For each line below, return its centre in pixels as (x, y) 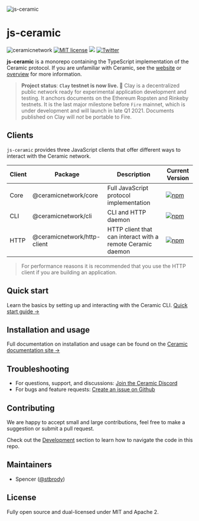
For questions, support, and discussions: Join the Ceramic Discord (96, 383)
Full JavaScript (128, 188)
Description (133, 174)
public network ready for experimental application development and (104, 92)
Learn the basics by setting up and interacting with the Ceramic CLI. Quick (97, 305)
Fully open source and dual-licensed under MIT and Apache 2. (83, 512)
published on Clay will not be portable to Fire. (76, 117)
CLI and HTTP (127, 212)
